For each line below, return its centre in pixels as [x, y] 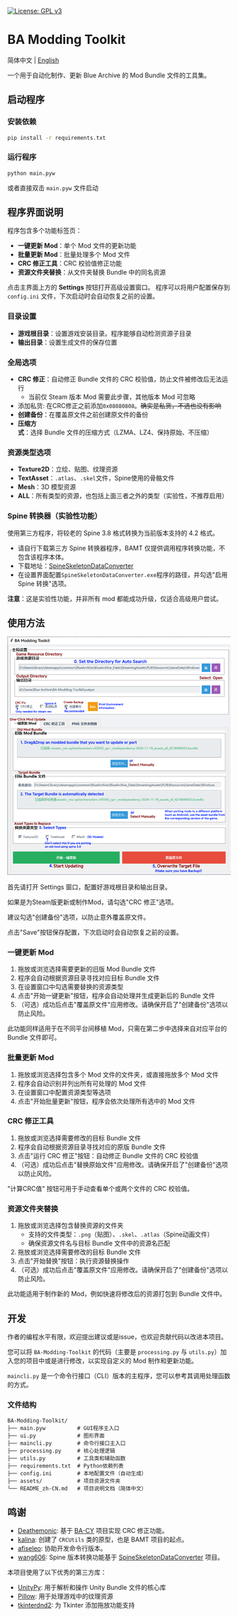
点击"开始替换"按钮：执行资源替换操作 [73, 1261]
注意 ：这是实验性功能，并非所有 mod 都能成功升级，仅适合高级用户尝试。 [115, 598]
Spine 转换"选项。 [44, 583]
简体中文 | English [33, 60]
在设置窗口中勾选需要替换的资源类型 [70, 987]
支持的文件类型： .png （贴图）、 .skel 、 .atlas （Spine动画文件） [121, 1234]
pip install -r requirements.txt [57, 138]
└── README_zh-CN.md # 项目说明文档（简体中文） [77, 1489]
